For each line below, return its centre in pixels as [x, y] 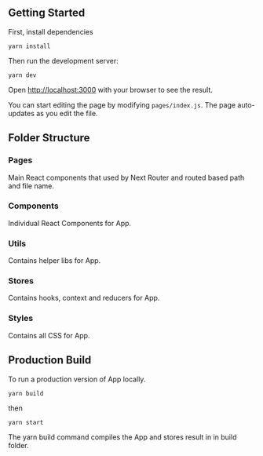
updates [22, 113]
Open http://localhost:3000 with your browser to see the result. [111, 89]
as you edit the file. [67, 113]
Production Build [50, 360]
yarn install [29, 46]
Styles [21, 319]
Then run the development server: [64, 60]
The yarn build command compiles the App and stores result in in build [122, 437]
